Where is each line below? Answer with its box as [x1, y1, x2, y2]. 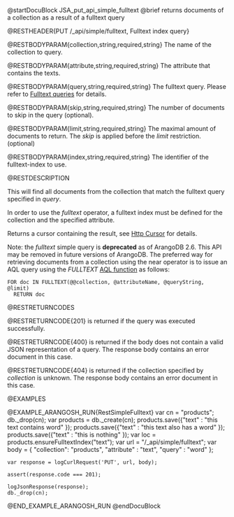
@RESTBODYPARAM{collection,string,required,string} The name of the [7, 41, 212, 48]
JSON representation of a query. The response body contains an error [7, 346, 210, 353]
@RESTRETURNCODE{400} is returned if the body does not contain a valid [7, 338, 224, 346]
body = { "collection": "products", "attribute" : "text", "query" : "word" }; [7, 446, 214, 453]
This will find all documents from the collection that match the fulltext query [7, 187, 225, 195]
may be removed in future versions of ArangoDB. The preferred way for [7, 250, 213, 258]
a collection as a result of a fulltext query [7, 13, 125, 22]
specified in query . [7, 195, 61, 203]
